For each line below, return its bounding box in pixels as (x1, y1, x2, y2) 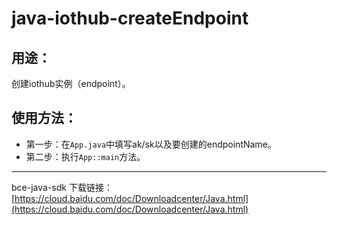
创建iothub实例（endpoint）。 (11, 78, 131, 89)
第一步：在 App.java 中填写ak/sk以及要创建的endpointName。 (25, 138, 277, 150)
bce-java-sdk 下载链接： (11, 181, 113, 193)
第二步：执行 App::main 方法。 (25, 150, 146, 162)
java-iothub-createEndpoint (11, 7, 249, 30)
